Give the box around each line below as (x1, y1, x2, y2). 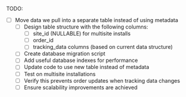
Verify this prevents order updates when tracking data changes (23, 77, 181, 84)
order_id (32, 37, 54, 44)
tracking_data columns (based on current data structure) (32, 43, 173, 51)
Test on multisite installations (23, 70, 96, 77)
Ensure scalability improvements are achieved (23, 83, 138, 91)
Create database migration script (23, 50, 106, 57)
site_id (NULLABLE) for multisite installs (32, 30, 131, 37)
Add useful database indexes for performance (23, 57, 138, 64)
